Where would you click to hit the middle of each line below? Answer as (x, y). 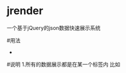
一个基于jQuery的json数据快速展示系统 (54, 28)
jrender (25, 11)
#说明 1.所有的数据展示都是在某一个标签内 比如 (64, 64)
